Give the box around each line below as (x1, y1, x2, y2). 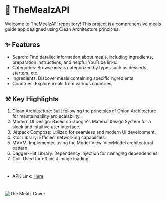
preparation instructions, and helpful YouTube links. (12, 59, 118, 65)
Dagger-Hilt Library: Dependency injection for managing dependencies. (12, 150, 159, 156)
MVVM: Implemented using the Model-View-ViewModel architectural (12, 139, 153, 146)
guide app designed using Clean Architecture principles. (5, 26, 120, 32)
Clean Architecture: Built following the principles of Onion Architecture (12, 108, 156, 114)
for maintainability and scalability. (12, 113, 81, 119)
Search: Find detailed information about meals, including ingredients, (12, 54, 153, 60)
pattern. (12, 145, 29, 151)
